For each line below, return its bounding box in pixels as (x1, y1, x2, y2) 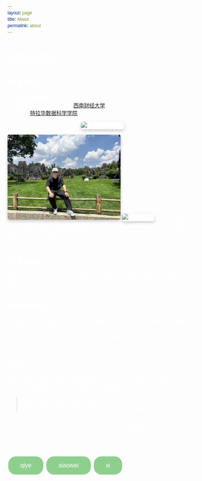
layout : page (7, 10, 33, 16)
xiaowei (58, 462, 79, 469)
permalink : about (7, 22, 42, 28)
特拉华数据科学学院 (30, 110, 78, 117)
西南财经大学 (73, 102, 106, 109)
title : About (7, 16, 30, 22)
